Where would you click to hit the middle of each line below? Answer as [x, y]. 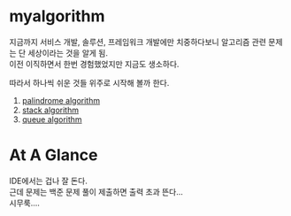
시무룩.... [24, 203]
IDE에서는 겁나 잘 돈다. [49, 181]
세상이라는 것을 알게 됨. [68, 53]
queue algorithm [52, 119]
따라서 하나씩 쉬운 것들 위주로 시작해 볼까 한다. [89, 82]
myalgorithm [57, 16]
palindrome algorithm [61, 100]
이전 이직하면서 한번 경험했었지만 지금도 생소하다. [94, 64]
